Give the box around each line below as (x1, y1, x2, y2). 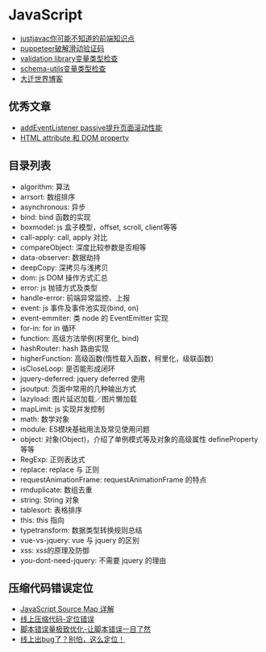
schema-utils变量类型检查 (19, 63, 106, 74)
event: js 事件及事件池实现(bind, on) (19, 303, 139, 313)
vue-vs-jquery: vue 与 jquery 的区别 (19, 535, 139, 545)
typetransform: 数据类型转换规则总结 (19, 525, 143, 535)
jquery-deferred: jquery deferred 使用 (19, 373, 145, 383)
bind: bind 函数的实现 (19, 212, 91, 221)
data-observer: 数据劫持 (19, 252, 101, 262)
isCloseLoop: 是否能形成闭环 (19, 364, 115, 373)
